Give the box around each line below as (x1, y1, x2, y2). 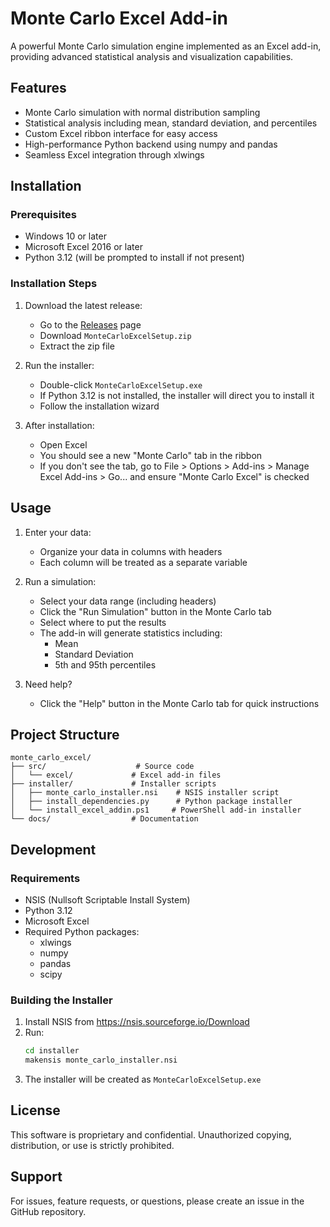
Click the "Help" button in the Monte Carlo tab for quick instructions (39, 697, 320, 709)
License (10, 1102, 61, 1119)
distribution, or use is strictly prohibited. (10, 1139, 175, 1151)
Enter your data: (24, 526, 92, 538)
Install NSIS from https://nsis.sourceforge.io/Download (24, 1016, 250, 1028)
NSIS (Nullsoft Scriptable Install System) (24, 894, 191, 906)
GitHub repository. (10, 1205, 87, 1217)
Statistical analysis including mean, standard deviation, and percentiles (24, 117, 318, 129)
